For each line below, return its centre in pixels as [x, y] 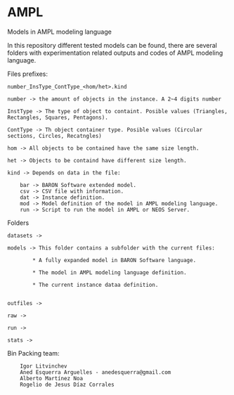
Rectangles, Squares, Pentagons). [58, 117]
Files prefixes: [27, 74]
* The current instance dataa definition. [96, 285]
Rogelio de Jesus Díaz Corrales [67, 384]
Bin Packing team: [33, 353]
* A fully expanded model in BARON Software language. [115, 260]
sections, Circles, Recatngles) [54, 136]
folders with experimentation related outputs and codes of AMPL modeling [115, 53]
